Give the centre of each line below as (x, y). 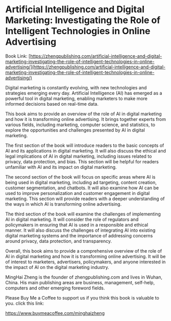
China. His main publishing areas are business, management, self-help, (80, 282)
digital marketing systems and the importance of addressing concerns (79, 235)
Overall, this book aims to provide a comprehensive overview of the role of (84, 251)
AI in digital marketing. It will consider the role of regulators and (72, 219)
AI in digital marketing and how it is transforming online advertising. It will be (86, 256)
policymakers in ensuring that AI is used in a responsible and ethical (77, 225)
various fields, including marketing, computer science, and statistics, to (80, 125)
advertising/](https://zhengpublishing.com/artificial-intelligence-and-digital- (86, 67)
